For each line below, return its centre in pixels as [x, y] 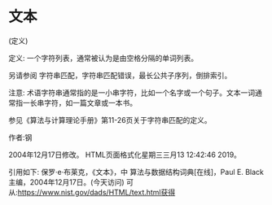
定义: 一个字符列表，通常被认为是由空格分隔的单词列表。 [103, 58]
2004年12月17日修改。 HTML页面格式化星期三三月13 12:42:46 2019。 [125, 155]
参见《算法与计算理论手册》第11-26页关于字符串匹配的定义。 [110, 120]
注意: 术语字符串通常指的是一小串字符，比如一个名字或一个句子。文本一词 [132, 92]
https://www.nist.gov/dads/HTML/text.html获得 [97, 192]
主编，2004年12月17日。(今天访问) [66, 182]
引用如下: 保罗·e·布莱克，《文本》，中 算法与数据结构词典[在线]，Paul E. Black [136, 172]
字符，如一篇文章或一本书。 [90, 102]
